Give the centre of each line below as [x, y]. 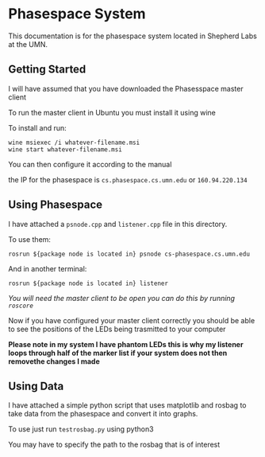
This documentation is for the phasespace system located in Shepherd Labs [133, 36]
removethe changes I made [54, 361]
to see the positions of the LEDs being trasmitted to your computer [117, 329]
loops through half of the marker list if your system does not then [118, 353]
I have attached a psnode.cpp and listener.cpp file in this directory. [118, 224]
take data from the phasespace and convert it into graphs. [103, 414]
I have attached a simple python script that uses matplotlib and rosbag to [127, 405]
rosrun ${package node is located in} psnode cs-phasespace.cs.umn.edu [129, 254]
